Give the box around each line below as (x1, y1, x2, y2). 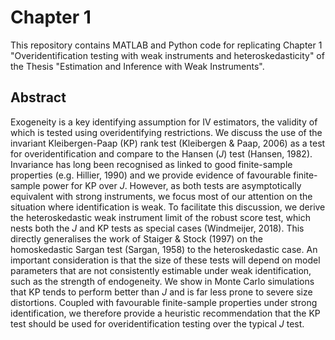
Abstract (10, 89, 67, 106)
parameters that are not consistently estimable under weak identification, (10, 264, 312, 276)
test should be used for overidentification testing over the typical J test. (10, 317, 305, 330)
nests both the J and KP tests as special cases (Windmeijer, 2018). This (10, 222, 305, 234)
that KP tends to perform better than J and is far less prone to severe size (10, 286, 313, 298)
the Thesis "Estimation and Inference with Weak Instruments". (10, 60, 265, 72)
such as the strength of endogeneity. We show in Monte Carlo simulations (10, 275, 315, 287)
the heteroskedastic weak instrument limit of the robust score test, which (10, 211, 311, 223)
